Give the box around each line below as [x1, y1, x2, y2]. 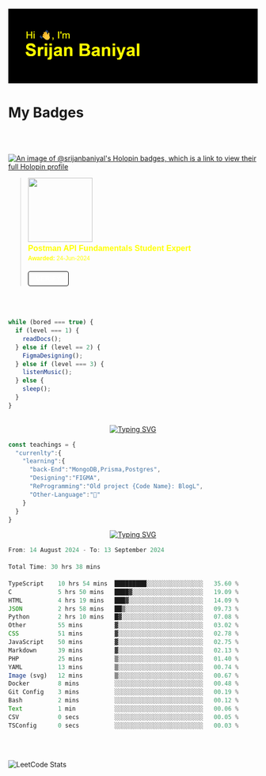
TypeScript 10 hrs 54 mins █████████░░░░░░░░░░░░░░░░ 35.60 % [8, 579, 239, 588]
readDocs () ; [22, 335, 62, 343]
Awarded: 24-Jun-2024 [27, 255, 90, 263]
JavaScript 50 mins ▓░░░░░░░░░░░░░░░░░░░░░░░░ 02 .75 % [8, 638, 239, 646]
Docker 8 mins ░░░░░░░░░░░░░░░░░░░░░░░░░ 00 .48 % [8, 679, 239, 688]
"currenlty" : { [15, 449, 62, 457]
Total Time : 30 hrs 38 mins [8, 563, 101, 571]
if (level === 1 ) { [15, 327, 80, 335]
